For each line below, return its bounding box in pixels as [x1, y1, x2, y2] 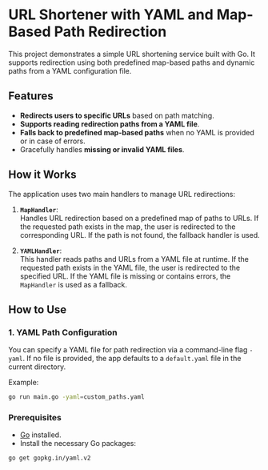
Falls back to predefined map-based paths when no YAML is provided [19, 127, 254, 137]
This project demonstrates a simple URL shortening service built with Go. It [8, 49, 256, 58]
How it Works [8, 168, 77, 182]
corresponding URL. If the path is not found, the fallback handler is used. [19, 230, 260, 239]
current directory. [8, 362, 66, 372]
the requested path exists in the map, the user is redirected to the [19, 222, 236, 231]
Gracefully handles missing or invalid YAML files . [19, 144, 185, 154]
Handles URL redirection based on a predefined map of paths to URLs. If [19, 213, 259, 223]
